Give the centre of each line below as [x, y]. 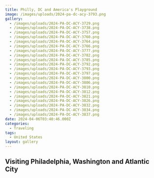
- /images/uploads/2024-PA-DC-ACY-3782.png [54, 55]
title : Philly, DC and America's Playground [51, 10]
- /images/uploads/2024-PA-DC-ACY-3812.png [54, 92]
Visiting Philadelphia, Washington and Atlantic [77, 162]
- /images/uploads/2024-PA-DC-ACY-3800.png [54, 78]
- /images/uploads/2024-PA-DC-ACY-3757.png [54, 32]
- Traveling [22, 128]
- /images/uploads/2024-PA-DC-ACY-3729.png [54, 23]
